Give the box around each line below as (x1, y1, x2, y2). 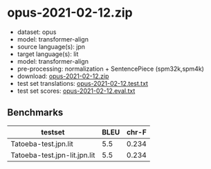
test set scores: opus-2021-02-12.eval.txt (17, 87, 136, 95)
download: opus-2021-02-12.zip (17, 71, 109, 80)
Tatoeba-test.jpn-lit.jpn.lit (10, 150, 95, 160)
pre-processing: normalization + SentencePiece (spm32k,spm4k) (17, 64, 204, 73)
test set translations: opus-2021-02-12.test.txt (17, 79, 149, 87)
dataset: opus (17, 28, 57, 36)
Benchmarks (7, 107, 64, 118)
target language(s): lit (17, 50, 79, 58)
